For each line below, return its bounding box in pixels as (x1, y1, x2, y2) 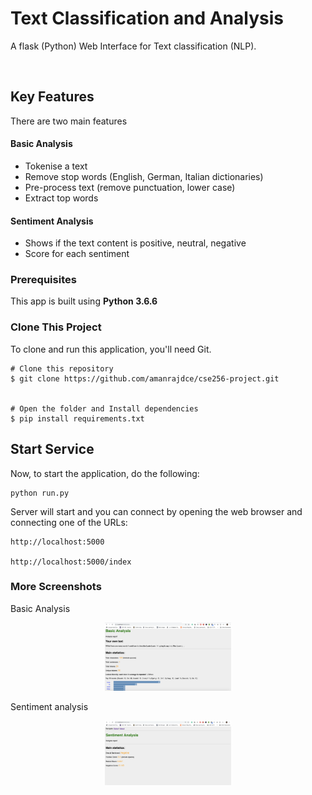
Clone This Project (10, 320, 102, 334)
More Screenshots (10, 580, 102, 594)
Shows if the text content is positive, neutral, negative (24, 237, 247, 249)
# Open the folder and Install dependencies (10, 403, 199, 414)
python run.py (10, 488, 70, 498)
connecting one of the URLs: (10, 516, 128, 528)
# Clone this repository (10, 363, 114, 374)
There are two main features (10, 115, 128, 127)
